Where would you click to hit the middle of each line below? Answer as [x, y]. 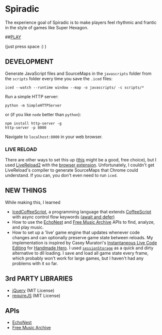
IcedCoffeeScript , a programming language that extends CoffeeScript [81, 212]
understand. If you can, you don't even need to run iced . [61, 176]
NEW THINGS [26, 191]
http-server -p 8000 [26, 127]
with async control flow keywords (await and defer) [63, 217]
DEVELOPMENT [29, 62]
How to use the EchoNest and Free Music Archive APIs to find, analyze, [83, 222]
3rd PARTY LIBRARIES [39, 279]
